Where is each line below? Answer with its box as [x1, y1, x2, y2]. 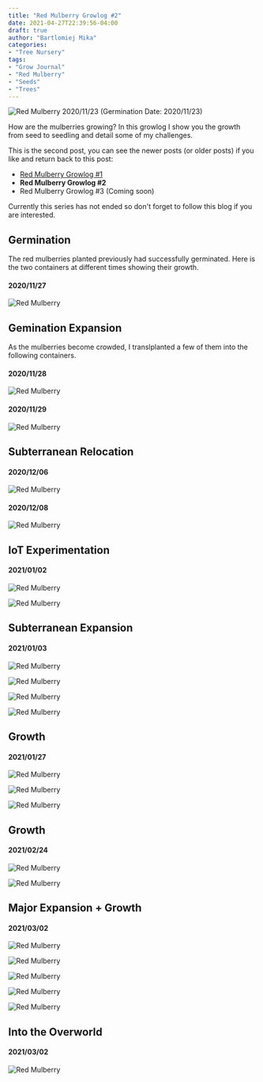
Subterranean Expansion [8, 621, 133, 635]
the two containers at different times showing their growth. [8, 263, 199, 272]
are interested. [8, 211, 56, 220]
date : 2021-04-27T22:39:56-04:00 [8, 19, 118, 27]
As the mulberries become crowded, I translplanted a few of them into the [8, 342, 249, 352]
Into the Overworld [8, 1025, 103, 1038]
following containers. [8, 351, 77, 360]
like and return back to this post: [8, 154, 114, 164]
